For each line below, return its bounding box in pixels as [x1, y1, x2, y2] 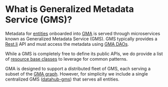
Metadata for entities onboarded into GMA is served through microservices [5, 30, 160, 36]
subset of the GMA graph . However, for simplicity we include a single [5, 71, 148, 77]
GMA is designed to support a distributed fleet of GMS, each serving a [5, 66, 151, 72]
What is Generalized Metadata [5, 3, 134, 15]
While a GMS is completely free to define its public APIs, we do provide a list [5, 51, 163, 57]
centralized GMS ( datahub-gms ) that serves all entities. [5, 76, 119, 82]
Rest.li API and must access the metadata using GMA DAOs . [5, 41, 129, 47]
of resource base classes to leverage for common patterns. [5, 56, 128, 62]
